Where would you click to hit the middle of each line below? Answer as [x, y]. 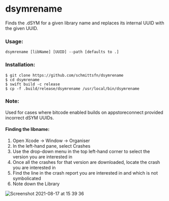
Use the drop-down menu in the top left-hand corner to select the [81, 152]
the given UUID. [22, 28]
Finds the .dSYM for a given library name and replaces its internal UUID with [85, 23]
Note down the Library [36, 184]
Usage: [14, 41]
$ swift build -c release [32, 84]
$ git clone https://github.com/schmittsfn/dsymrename [64, 75]
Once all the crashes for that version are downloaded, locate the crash [86, 162]
